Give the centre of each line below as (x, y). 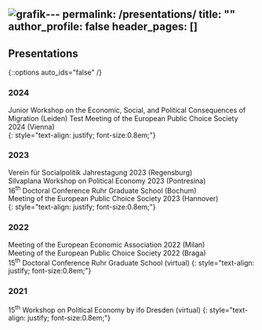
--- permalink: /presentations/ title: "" (140, 15)
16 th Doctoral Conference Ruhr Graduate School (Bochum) (102, 189)
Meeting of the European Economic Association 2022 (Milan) (107, 244)
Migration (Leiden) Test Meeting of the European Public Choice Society (123, 118)
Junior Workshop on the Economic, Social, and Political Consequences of (127, 110)
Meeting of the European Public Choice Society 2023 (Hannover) (113, 199)
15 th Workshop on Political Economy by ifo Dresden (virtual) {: (108, 309)
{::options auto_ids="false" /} (55, 72)
